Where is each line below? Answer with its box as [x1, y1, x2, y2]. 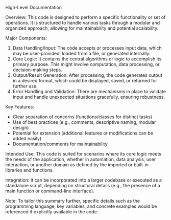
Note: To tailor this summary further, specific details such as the [5, 198, 140, 204]
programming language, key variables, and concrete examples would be [5, 203, 157, 209]
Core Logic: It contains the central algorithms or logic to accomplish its [12, 56, 162, 62]
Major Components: [5, 35, 47, 41]
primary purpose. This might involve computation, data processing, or [12, 61, 160, 67]
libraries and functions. [5, 167, 54, 173]
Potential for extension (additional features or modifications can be [12, 130, 153, 136]
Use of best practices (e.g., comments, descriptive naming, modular [12, 119, 156, 125]
